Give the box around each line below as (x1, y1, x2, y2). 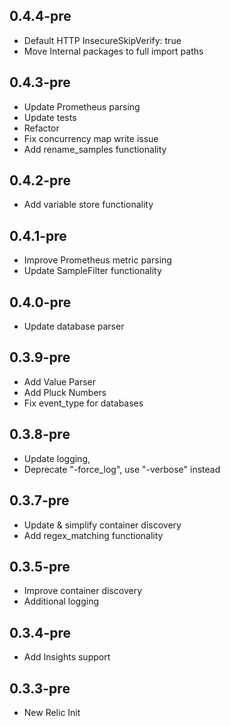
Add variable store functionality (23, 199, 154, 211)
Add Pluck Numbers (23, 386, 107, 398)
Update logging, (23, 452, 91, 464)
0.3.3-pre (9, 680, 71, 697)
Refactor (23, 122, 60, 134)
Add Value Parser (23, 375, 97, 388)
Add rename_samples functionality (23, 143, 167, 155)
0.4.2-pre (9, 172, 71, 189)
